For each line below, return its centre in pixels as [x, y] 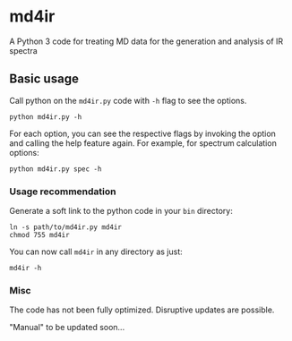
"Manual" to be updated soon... [67, 328]
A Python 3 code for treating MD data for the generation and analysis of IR [146, 41]
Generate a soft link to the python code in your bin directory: [121, 211]
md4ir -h [26, 269]
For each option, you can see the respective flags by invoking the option [142, 133]
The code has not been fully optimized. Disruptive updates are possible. [142, 310]
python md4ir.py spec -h [56, 169]
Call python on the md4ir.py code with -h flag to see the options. [128, 100]
